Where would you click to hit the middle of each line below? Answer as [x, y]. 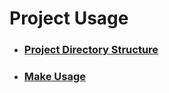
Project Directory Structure [91, 50]
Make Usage [54, 77]
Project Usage [69, 18]
